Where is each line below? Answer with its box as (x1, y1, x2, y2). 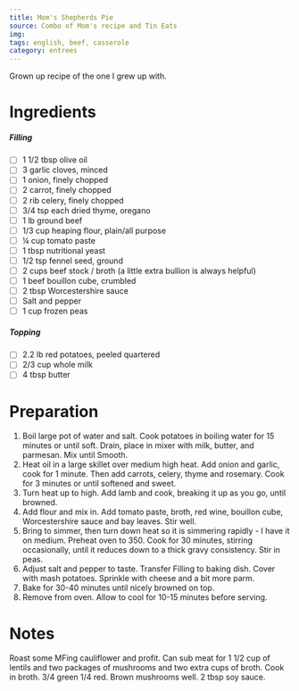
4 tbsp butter (21, 370, 71, 380)
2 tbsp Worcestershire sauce (21, 286, 129, 296)
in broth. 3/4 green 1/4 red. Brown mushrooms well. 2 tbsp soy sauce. (9, 671, 266, 683)
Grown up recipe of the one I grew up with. (9, 71, 167, 81)
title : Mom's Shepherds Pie (9, 12, 114, 22)
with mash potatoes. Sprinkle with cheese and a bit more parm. (21, 573, 255, 584)
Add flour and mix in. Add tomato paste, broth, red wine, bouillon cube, (21, 506, 284, 518)
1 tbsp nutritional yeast (21, 245, 105, 255)
